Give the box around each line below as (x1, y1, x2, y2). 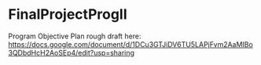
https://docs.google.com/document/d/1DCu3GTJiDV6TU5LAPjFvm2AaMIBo (8, 39, 253, 49)
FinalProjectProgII (8, 5, 127, 23)
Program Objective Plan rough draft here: (8, 31, 142, 41)
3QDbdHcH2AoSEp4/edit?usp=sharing (8, 48, 135, 57)
